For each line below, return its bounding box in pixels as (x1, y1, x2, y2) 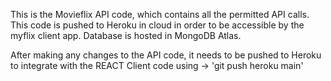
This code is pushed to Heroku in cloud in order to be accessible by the (10, 19, 305, 31)
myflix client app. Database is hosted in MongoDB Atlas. (10, 30, 242, 41)
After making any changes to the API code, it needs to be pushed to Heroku (10, 49, 322, 61)
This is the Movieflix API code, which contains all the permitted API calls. (10, 9, 310, 20)
